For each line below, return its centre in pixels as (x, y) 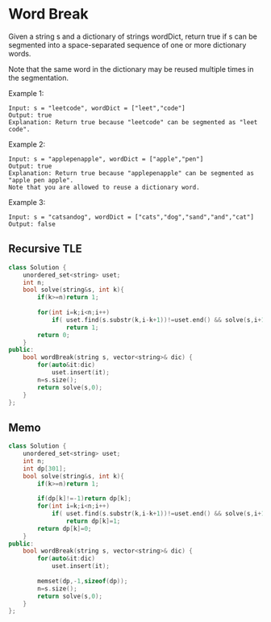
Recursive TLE (45, 249)
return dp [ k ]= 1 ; (93, 521)
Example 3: (27, 202)
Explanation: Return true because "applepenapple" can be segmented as (131, 173)
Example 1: (26, 93)
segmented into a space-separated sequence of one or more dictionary (127, 44)
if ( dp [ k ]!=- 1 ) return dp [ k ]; (84, 499)
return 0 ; (54, 335)
